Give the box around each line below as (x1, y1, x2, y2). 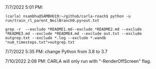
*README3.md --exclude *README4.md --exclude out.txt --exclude (5, 31, 142, 36)
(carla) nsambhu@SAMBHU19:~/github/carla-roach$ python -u (5, 14, 131, 19)
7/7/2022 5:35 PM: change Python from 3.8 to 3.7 (5, 49, 108, 54)
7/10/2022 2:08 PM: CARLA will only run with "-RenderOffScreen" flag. (5, 58, 151, 64)
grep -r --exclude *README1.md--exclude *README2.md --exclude (5, 27, 142, 32)
